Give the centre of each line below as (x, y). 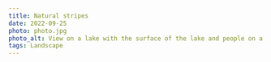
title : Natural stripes (49, 16)
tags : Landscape (36, 46)
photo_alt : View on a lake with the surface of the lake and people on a (136, 38)
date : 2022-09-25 (38, 23)
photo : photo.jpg (38, 31)
